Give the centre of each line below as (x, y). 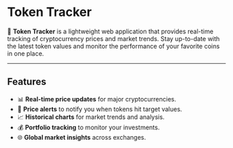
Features (27, 82)
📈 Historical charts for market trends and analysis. (91, 117)
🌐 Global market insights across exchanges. (81, 137)
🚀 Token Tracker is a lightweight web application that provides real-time (110, 31)
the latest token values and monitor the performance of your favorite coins (113, 46)
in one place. (26, 54)
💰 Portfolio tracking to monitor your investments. (88, 127)
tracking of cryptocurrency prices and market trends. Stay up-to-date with (114, 38)
